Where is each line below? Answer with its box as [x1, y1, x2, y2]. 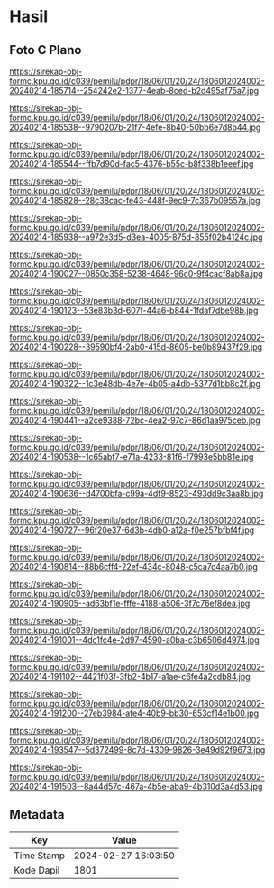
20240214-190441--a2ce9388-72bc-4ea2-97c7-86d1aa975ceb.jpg [9, 415, 260, 426]
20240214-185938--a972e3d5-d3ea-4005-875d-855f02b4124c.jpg [9, 232, 263, 243]
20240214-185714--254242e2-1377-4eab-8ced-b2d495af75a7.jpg [9, 86, 260, 96]
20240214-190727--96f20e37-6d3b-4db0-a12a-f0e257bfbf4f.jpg [9, 525, 255, 536]
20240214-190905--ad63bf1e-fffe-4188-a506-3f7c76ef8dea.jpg [9, 598, 251, 609]
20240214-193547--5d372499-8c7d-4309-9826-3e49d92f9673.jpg [9, 745, 266, 755]
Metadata [9, 807, 65, 822]
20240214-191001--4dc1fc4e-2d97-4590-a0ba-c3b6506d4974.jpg [9, 635, 260, 645]
